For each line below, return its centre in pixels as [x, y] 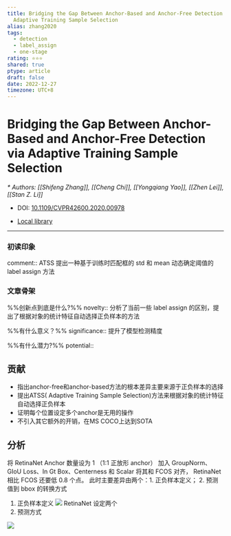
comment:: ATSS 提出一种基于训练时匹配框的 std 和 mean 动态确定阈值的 [111, 263]
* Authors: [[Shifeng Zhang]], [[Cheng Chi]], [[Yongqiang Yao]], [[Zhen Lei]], [115, 187]
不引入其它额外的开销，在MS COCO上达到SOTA [85, 421]
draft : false [26, 77]
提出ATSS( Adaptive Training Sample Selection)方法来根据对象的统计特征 [120, 396]
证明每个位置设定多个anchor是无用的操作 [75, 413]
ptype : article [29, 71]
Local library [35, 222]
